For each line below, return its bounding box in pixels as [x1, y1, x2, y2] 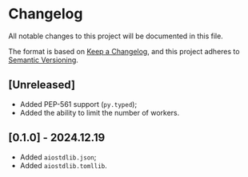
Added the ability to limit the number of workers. [19, 108, 180, 117]
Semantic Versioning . [8, 55, 78, 65]
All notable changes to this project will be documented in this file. [8, 31, 224, 41]
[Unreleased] [8, 78, 76, 92]
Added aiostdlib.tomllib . [19, 160, 108, 170]
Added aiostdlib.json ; [19, 152, 97, 162]
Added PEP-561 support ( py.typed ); [19, 99, 138, 108]
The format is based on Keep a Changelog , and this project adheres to [8, 46, 240, 56]
